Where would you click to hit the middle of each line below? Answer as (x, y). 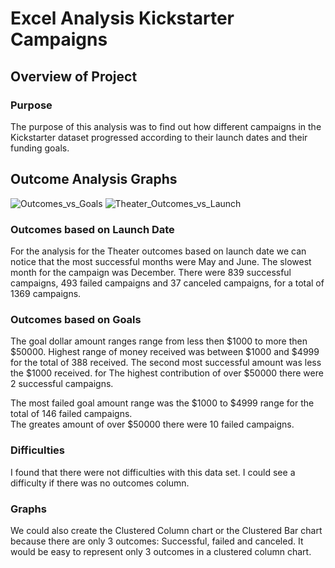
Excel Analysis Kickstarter (122, 18)
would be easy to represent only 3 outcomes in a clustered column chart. (161, 551)
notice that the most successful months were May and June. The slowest (161, 261)
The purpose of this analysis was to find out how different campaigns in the (166, 126)
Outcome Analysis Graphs (94, 179)
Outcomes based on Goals (76, 319)
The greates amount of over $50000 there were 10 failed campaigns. (152, 424)
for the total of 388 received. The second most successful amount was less (166, 363)
